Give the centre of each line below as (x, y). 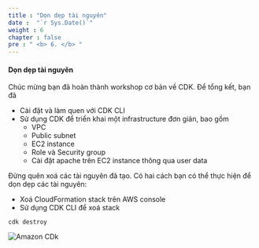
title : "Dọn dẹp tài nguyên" (58, 15)
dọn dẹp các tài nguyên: (48, 184)
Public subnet (54, 136)
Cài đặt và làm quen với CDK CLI (72, 111)
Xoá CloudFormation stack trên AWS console (92, 199)
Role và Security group (68, 152)
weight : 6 (26, 30)
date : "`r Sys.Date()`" (50, 23)
